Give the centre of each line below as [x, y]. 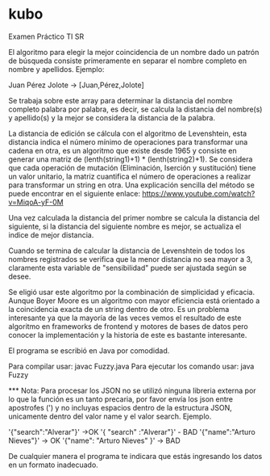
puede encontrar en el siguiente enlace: [75, 193]
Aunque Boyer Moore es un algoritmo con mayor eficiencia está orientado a [134, 301]
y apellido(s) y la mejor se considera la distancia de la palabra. [112, 117]
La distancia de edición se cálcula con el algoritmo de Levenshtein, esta [128, 133]
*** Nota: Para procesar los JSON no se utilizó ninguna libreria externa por [132, 390]
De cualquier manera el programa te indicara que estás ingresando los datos [135, 456]
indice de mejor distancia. [51, 234]
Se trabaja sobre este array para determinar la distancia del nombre [120, 100]
